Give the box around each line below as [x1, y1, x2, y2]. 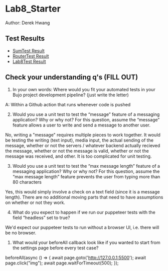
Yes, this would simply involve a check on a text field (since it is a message [5, 188, 160, 194]
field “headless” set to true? [12, 215, 70, 221]
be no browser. [5, 230, 37, 236]
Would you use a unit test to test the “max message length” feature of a [12, 163, 160, 169]
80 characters [12, 179, 42, 185]
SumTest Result [12, 47, 45, 53]
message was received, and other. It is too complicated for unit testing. [5, 153, 152, 159]
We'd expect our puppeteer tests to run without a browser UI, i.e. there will [5, 224, 159, 230]
